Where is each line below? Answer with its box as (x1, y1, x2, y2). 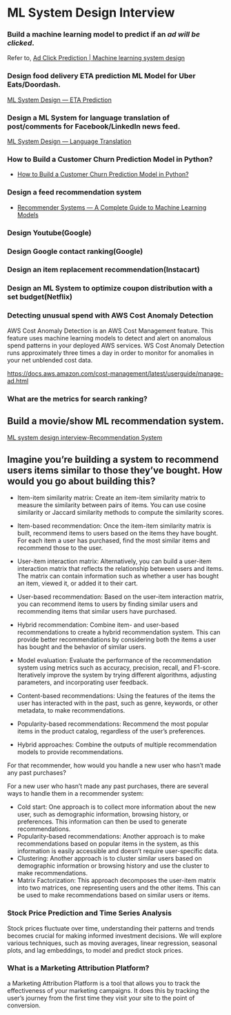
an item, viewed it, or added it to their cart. (17, 579, 138, 587)
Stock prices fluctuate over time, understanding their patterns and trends (7, 924, 215, 932)
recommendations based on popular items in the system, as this (17, 839, 199, 848)
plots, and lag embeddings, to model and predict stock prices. (7, 946, 183, 954)
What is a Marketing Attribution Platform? (7, 963, 150, 973)
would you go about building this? (7, 475, 156, 487)
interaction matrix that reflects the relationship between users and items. (17, 565, 224, 573)
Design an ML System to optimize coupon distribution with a (7, 284, 213, 293)
